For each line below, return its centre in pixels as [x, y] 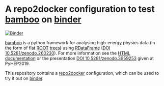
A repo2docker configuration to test [80, 9]
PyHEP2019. [18, 63]
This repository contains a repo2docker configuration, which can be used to [82, 73]
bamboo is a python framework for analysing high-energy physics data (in [80, 42]
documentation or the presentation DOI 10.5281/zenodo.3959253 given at [80, 58]
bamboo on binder [43, 19]
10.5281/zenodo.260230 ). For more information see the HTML [68, 53]
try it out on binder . [24, 78]
